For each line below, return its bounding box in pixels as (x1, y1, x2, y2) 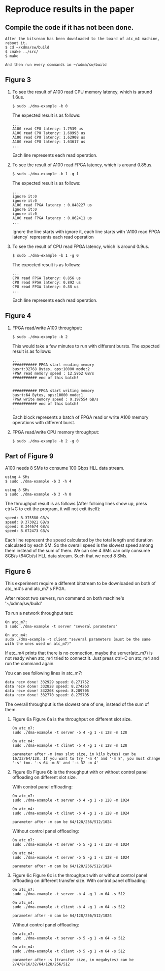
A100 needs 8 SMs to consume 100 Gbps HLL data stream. (5, 465, 125, 471)
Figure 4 (5, 312, 32, 320)
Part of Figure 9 (5, 452, 54, 461)
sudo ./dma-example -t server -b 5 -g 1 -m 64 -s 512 (12, 936, 125, 941)
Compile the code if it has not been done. (5, 23, 134, 32)
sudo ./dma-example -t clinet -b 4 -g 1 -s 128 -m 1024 (12, 811, 130, 816)
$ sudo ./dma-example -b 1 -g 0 (12, 253, 79, 258)
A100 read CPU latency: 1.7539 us (12, 126, 83, 131)
